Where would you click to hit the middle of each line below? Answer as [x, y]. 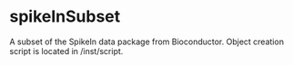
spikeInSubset [65, 17]
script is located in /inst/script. [66, 51]
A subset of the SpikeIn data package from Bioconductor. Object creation [147, 42]
